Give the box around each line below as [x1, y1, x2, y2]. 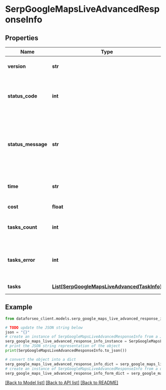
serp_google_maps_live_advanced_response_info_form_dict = [5, 371, 129, 376]
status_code [7, 93, 38, 99]
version [7, 63, 26, 70]
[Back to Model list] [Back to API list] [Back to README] [5, 380, 119, 386]
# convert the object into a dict [5, 357, 77, 362]
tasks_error [7, 256, 36, 263]
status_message [7, 141, 48, 147]
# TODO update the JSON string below [5, 325, 83, 330]
